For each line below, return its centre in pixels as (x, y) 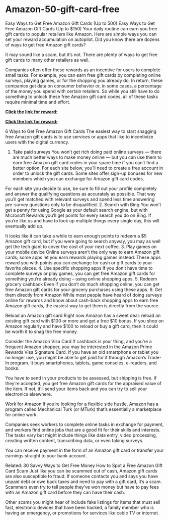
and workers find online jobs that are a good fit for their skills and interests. (83, 430)
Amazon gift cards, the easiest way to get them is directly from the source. (82, 305)
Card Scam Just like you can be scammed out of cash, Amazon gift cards (81, 470)
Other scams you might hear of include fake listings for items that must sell (83, 502)
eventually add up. (24, 226)
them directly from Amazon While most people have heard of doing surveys (83, 295)
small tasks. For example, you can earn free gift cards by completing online (83, 75)
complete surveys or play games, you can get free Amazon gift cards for (80, 273)
